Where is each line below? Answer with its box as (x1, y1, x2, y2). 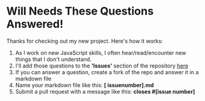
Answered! (6, 17, 64, 31)
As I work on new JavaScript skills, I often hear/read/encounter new (15, 49, 187, 56)
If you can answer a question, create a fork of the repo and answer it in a (15, 68, 199, 75)
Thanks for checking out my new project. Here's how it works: (6, 37, 163, 44)
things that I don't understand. (15, 55, 92, 63)
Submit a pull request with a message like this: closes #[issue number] (15, 88, 195, 95)
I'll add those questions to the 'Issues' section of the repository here (15, 62, 188, 69)
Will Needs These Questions (6, 4, 154, 18)
